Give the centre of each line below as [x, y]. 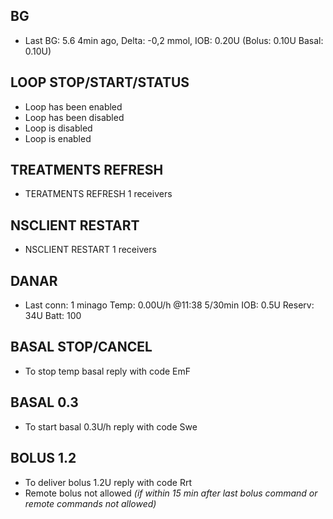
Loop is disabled [58, 128]
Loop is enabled [58, 138]
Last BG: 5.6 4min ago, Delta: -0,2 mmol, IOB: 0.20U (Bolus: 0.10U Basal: [174, 40]
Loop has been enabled [73, 106]
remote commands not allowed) [90, 503]
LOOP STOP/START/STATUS [100, 82]
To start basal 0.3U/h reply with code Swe [111, 426]
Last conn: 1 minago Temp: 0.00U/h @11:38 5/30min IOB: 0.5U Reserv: [169, 305]
